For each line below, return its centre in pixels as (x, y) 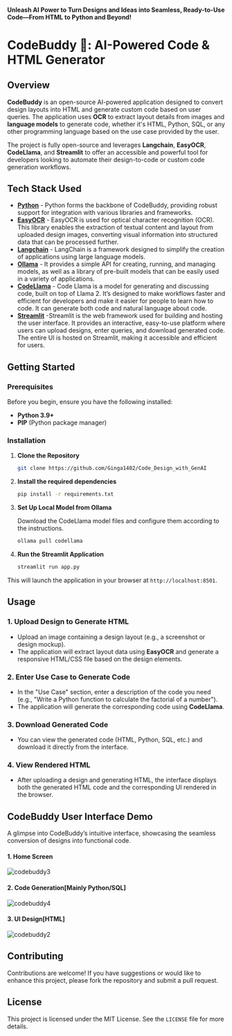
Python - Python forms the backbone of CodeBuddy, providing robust (117, 205)
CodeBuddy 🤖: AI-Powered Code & (108, 45)
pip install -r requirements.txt (65, 494)
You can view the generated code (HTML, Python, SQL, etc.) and (110, 740)
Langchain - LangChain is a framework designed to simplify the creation (121, 249)
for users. (31, 345)
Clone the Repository (48, 456)
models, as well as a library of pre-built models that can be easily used (118, 272)
